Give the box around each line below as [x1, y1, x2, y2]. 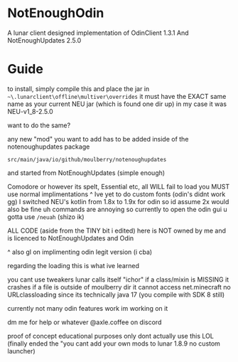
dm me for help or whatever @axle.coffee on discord [7, 318, 162, 326]
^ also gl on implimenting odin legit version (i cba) [7, 247, 153, 256]
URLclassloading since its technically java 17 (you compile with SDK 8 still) [7, 290, 225, 299]
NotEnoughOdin [7, 5, 104, 21]
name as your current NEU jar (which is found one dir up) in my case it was [7, 100, 227, 108]
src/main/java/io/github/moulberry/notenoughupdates [7, 156, 167, 163]
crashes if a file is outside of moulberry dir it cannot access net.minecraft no [7, 282, 231, 291]
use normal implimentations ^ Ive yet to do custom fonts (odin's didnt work [7, 190, 226, 198]
